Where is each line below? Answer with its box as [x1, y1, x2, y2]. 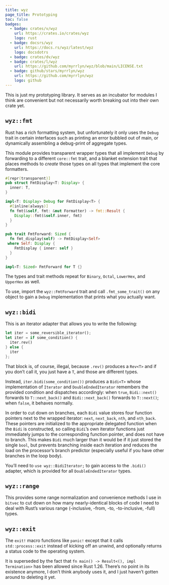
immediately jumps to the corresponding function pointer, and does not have [5, 431, 164, 437]
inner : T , [10, 185, 30, 190]
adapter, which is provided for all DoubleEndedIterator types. [5, 468, 132, 474]
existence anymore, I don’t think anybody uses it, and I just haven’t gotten [5, 569, 158, 575]
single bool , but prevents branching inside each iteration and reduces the [5, 442, 157, 448]
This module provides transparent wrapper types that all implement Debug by [5, 150, 164, 156]
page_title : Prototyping [5, 12, 58, 17]
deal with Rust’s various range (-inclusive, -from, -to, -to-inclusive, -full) [5, 505, 155, 511]
